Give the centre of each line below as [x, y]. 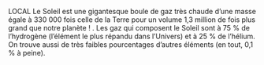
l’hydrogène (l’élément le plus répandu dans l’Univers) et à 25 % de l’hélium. [132, 36]
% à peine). [27, 53]
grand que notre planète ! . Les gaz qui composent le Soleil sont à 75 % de [129, 28]
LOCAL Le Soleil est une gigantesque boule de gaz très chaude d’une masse [132, 11]
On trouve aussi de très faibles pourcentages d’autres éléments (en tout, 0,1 [131, 45]
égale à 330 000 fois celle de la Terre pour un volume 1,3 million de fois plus [132, 20]
